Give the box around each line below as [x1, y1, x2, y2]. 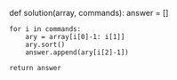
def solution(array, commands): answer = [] [9, 8, 169, 18]
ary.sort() [25, 40, 66, 49]
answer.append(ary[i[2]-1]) [25, 48, 129, 57]
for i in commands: [9, 25, 82, 34]
